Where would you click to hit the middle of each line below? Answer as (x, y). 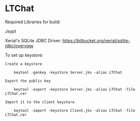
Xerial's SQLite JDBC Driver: (33, 40)
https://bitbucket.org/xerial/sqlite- (96, 40)
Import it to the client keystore (40, 102)
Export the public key (28, 81)
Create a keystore (23, 64)
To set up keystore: (24, 55)
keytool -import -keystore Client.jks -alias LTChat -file (75, 110)
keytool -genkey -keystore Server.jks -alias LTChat (68, 72)
